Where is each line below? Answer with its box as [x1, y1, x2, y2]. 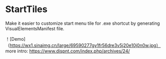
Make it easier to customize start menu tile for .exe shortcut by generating [5, 20, 160, 26]
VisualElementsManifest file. [5, 25, 64, 31]
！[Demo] [5, 36, 26, 42]
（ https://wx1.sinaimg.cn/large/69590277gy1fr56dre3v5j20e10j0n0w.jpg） [5, 42, 161, 48]
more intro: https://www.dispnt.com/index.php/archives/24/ [5, 48, 130, 54]
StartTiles [5, 4, 48, 15]
